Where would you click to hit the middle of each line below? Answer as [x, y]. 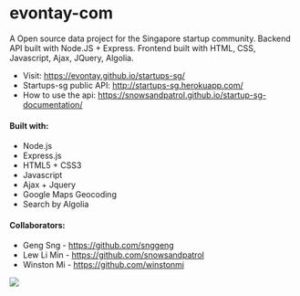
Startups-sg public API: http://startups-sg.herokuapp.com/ [133, 85]
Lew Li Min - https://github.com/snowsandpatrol [114, 255]
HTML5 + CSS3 [52, 165]
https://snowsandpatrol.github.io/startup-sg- [182, 95]
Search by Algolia [56, 205]
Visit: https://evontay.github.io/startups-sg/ [103, 75]
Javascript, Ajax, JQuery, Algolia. [72, 58]
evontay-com [62, 13]
